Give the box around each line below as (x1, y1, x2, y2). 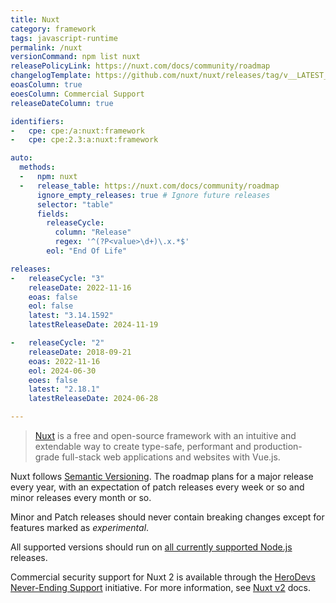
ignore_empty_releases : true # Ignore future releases (36, 190, 271, 200)
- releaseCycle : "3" (10, 273, 105, 283)
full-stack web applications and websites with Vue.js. (61, 451, 281, 463)
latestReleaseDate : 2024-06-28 (28, 394, 159, 404)
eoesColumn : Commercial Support (10, 89, 145, 99)
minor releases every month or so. (10, 492, 152, 503)
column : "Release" (54, 227, 132, 238)
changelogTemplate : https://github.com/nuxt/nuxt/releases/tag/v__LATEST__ (10, 71, 333, 81)
